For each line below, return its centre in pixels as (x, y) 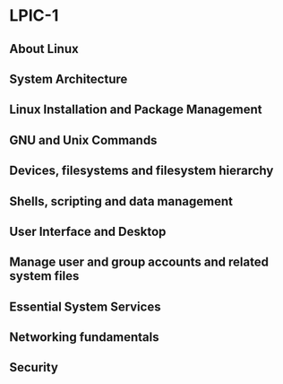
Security (34, 367)
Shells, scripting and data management (121, 201)
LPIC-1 (34, 16)
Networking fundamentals (84, 337)
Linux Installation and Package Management (136, 110)
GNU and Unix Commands (83, 140)
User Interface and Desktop (88, 231)
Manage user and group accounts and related (139, 262)
